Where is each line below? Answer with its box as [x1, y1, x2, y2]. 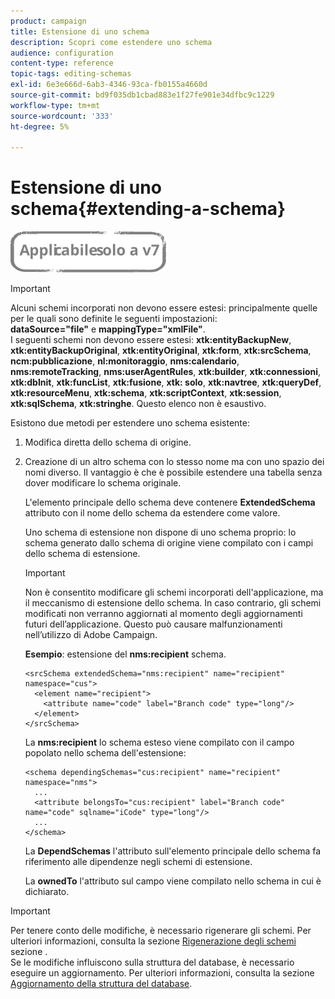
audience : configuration [10, 48, 114, 58]
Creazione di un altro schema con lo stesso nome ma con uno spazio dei [24, 456, 325, 468]
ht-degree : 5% [10, 121, 70, 132]
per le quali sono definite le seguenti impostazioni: [10, 313, 218, 325]
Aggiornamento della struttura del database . [10, 978, 193, 990]
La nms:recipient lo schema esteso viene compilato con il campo [24, 736, 295, 749]
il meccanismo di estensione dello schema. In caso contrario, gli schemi [24, 597, 322, 609]
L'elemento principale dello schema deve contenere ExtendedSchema [24, 496, 316, 509]
